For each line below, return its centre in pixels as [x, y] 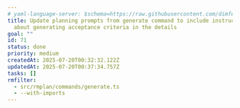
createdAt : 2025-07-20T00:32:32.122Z [64, 60]
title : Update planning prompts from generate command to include [108, 21]
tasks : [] [22, 73]
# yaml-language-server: [44, 14]
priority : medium [33, 54]
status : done [27, 47]
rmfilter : [22, 80]
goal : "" [20, 34]
